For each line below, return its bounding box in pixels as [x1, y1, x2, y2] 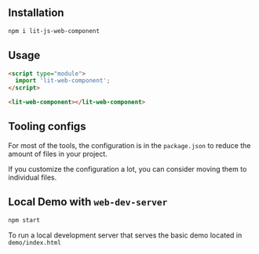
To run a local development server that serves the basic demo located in [8, 230, 243, 240]
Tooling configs [8, 120, 86, 133]
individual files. [8, 172, 57, 182]
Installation [8, 6, 64, 20]
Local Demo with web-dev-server [8, 195, 168, 209]
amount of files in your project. [8, 149, 108, 158]
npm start [8, 216, 41, 224]
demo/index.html [8, 238, 61, 246]
